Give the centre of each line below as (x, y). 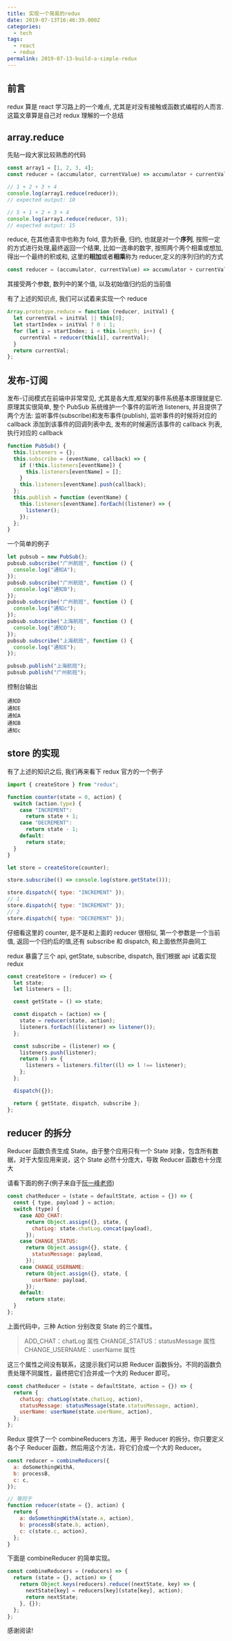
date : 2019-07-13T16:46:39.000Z (54, 20)
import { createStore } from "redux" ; (63, 784)
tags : (15, 40)
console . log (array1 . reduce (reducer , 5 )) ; (68, 219)
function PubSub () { (37, 446)
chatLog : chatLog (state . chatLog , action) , (81, 1399)
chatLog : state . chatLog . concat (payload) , (93, 1228)
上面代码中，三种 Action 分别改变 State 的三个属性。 (82, 1326)
